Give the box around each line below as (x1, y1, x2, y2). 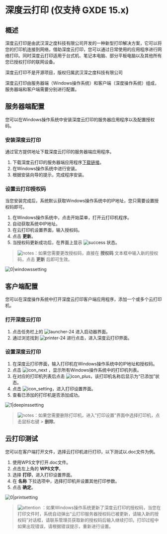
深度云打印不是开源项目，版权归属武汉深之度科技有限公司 (5, 69, 123, 75)
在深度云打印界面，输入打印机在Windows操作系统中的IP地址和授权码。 (12, 360, 158, 367)
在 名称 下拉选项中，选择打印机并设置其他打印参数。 (12, 478, 120, 484)
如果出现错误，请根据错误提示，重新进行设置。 (17, 523, 113, 529)
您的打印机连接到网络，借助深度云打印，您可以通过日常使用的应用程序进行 (5, 46, 158, 52)
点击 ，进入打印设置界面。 (12, 385, 96, 392)
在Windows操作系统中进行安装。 (12, 166, 80, 172)
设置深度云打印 (5, 348, 41, 355)
